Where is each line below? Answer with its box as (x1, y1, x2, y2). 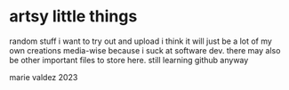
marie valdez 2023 (9, 71, 78, 82)
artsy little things (9, 6, 138, 27)
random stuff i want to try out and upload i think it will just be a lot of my (9, 36, 273, 46)
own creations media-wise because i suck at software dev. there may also (9, 45, 281, 55)
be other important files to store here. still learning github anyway (9, 54, 249, 65)
